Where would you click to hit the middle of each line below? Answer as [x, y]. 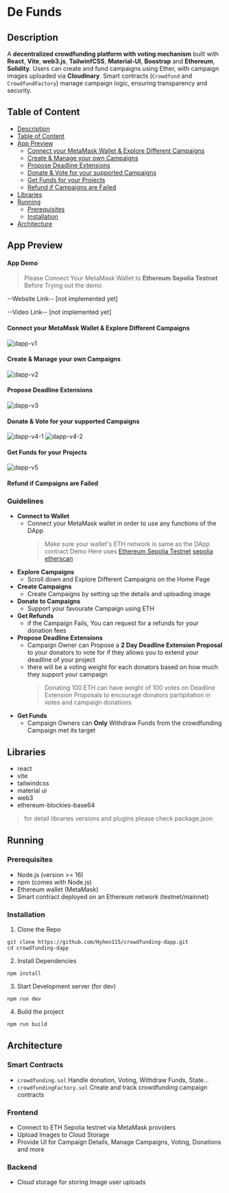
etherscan [59, 559]
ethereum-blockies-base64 [56, 805]
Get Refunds [35, 616]
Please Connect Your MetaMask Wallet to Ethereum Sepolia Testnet [121, 278]
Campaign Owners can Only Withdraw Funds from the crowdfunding [124, 723]
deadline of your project [61, 660]
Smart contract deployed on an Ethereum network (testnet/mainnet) [113, 896]
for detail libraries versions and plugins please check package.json [118, 819]
